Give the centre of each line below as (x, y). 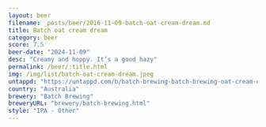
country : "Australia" (44, 89)
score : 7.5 (26, 45)
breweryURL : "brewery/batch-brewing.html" (79, 103)
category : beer (33, 37)
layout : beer (30, 15)
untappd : (23, 81)
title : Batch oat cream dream (58, 30)
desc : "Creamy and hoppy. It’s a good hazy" (83, 60)
